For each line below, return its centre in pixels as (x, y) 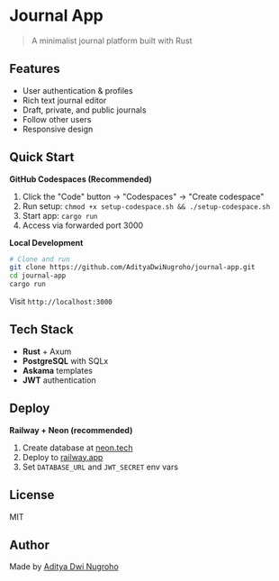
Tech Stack (41, 330)
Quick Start (42, 157)
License (32, 495)
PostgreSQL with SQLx (65, 360)
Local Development (46, 242)
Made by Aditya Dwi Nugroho (64, 567)
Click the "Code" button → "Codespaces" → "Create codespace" (143, 196)
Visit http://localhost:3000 (61, 302)
